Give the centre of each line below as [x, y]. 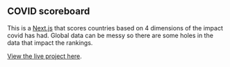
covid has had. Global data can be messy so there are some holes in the [110, 35]
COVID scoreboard [49, 11]
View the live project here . [44, 56]
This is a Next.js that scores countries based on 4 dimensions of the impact [115, 28]
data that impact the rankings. [50, 42]
